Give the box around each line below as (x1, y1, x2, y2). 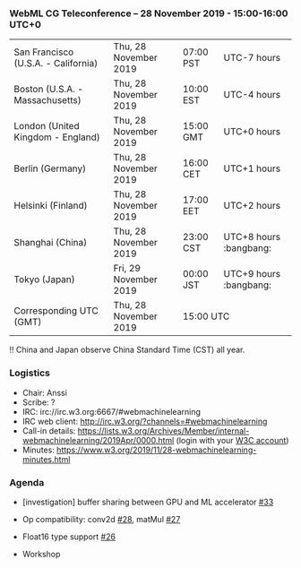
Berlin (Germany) (13, 162, 87, 175)
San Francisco (13, 46, 74, 58)
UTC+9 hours (223, 268, 280, 280)
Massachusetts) (13, 94, 82, 107)
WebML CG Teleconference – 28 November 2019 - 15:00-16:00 (9, 7, 288, 20)
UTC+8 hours (223, 231, 280, 244)
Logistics (9, 366, 51, 379)
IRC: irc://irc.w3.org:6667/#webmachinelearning (21, 406, 202, 417)
